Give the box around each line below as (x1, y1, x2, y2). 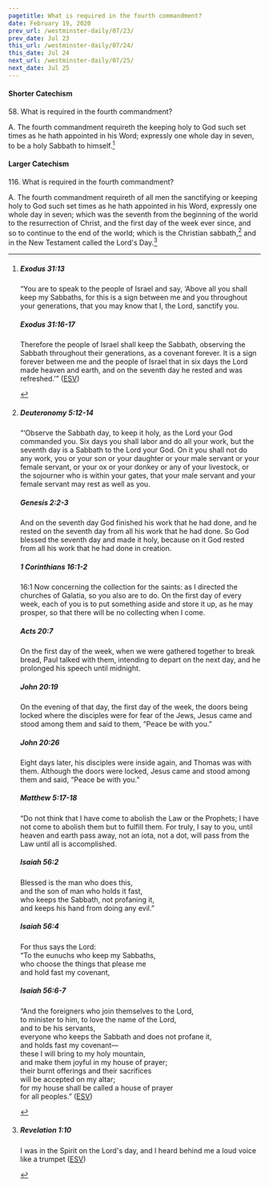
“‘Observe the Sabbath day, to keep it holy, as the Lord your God (19, 428, 233, 438)
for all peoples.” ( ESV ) (19, 1091, 94, 1101)
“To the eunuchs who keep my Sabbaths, (19, 950, 156, 960)
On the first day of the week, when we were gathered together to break (19, 646, 255, 655)
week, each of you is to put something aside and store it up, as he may (19, 599, 254, 609)
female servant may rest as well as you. (19, 479, 151, 489)
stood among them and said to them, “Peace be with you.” (19, 719, 212, 728)
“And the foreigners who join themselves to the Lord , (19, 1005, 194, 1016)
